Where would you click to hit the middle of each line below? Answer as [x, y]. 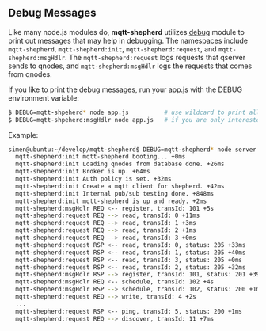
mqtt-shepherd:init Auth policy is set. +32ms [93, 179]
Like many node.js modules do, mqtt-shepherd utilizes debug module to [127, 32]
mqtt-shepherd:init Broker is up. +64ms [83, 172]
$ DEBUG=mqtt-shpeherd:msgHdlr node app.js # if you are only [116, 120]
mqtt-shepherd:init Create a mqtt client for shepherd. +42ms [120, 186]
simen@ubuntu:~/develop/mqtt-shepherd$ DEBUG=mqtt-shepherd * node [120, 150]
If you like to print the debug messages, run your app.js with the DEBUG [125, 89]
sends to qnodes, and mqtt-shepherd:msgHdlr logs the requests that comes [130, 66]
